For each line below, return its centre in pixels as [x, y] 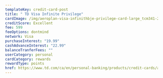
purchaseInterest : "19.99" [32, 41]
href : [10, 68]
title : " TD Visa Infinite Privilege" [44, 14]
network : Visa [19, 37]
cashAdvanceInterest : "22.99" [36, 46]
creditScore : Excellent [29, 23]
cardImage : [16, 18]
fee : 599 [14, 28]
